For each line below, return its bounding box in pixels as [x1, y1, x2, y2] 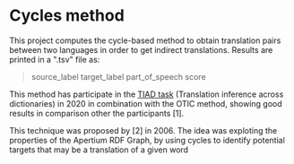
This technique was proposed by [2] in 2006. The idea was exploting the [9, 125, 278, 135]
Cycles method [9, 5, 125, 26]
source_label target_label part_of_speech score [30, 71, 206, 82]
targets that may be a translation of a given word [9, 144, 189, 155]
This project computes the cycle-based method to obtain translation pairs [9, 35, 281, 46]
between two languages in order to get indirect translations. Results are [9, 44, 273, 55]
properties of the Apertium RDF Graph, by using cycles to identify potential [9, 134, 285, 145]
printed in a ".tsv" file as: [9, 54, 100, 65]
